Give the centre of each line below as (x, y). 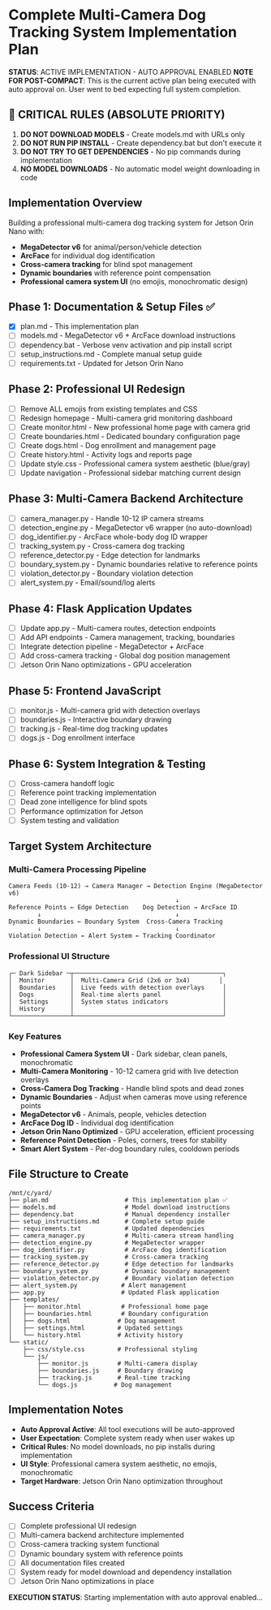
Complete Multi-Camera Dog (108, 15)
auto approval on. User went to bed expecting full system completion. (125, 89)
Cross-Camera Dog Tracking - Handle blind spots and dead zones (132, 1088)
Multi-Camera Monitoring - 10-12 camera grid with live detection (129, 1071)
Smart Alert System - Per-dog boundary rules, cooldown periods (129, 1148)
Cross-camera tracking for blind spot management (106, 264)
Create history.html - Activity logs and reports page (106, 454)
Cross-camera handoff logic (67, 783)
